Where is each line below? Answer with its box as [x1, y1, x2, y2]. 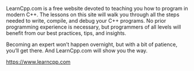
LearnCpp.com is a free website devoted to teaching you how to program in [6, 5, 188, 12]
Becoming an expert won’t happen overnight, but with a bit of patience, [6, 41, 178, 48]
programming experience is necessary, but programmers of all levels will [6, 23, 181, 30]
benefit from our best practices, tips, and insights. [6, 30, 127, 37]
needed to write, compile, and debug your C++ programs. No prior [6, 17, 167, 24]
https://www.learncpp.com [6, 58, 71, 65]
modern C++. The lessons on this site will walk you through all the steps [6, 11, 180, 18]
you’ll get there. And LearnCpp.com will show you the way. [6, 47, 148, 54]
